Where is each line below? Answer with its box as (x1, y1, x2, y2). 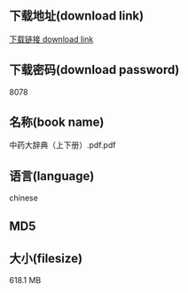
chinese (9, 192, 38, 203)
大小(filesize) (9, 251, 82, 266)
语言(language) (9, 168, 95, 183)
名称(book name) (9, 115, 105, 130)
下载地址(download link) (9, 8, 145, 24)
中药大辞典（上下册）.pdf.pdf (9, 140, 116, 151)
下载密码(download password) (9, 62, 180, 77)
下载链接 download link (9, 34, 94, 45)
